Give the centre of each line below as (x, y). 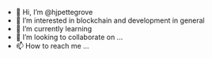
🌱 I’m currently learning (54, 29)
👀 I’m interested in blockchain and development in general (110, 20)
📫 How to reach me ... (52, 46)
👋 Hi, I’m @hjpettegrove (54, 12)
